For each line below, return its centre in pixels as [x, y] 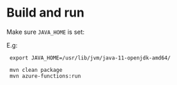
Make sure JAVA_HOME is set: [46, 32]
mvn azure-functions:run [45, 76]
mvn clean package [36, 70]
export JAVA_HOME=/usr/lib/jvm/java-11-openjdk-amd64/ [90, 58]
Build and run [45, 13]
